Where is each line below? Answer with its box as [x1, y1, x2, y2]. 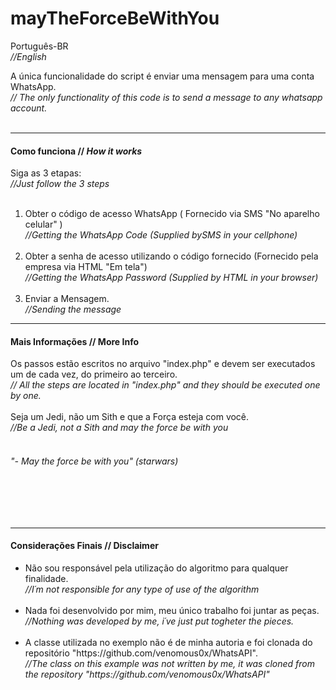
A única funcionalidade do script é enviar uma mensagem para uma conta [10, 70, 315, 82]
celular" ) [24, 218, 63, 231]
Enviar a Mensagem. [24, 293, 110, 305]
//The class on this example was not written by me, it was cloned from [24, 657, 315, 669]
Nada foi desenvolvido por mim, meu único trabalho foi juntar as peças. [24, 604, 320, 616]
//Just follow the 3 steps [10, 178, 110, 190]
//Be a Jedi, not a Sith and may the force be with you [10, 422, 229, 434]
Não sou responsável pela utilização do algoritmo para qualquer [24, 562, 289, 574]
